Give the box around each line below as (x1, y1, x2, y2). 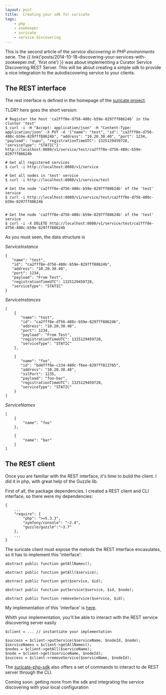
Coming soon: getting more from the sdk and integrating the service (5, 679, 144, 685)
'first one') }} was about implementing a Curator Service (38, 59, 152, 65)
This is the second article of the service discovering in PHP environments (5, 48, 155, 55)
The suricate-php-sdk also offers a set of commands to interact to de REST (5, 664, 159, 670)
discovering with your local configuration (5, 684, 89, 690)
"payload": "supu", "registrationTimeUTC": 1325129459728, (5, 138, 130, 143)
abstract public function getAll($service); (5, 570, 99, 575)
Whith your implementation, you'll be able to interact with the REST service (5, 614, 158, 620)
